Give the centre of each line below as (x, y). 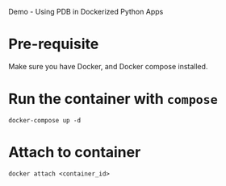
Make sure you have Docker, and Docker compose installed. (108, 66)
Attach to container (75, 153)
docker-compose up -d (45, 120)
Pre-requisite (54, 44)
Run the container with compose (113, 99)
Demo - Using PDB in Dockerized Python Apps (86, 12)
